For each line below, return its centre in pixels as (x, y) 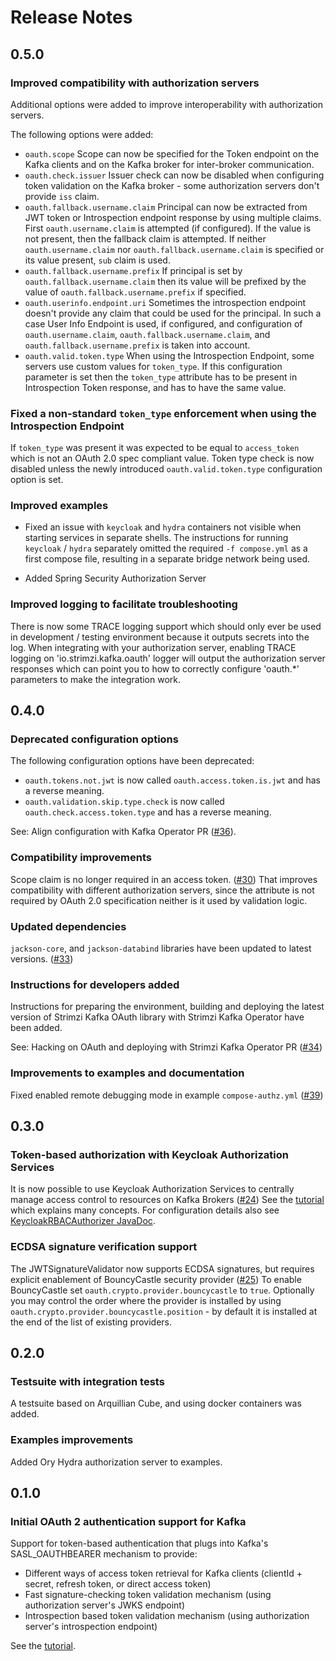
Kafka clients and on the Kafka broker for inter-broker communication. (169, 164)
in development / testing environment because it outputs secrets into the (160, 637)
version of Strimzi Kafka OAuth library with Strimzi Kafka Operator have (157, 1017)
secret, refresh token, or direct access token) (118, 1584)
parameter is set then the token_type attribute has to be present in (161, 377)
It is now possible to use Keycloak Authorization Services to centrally (152, 1189)
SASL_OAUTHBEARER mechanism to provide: (104, 1554)
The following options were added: (82, 134)
